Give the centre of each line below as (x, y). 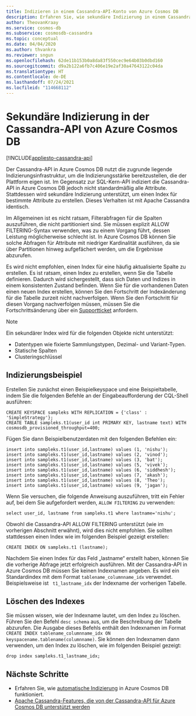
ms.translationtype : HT (35, 71)
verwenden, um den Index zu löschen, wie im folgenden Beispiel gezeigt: (94, 646)
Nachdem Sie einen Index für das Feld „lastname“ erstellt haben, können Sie (97, 558)
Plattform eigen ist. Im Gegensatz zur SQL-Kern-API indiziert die (83, 182)
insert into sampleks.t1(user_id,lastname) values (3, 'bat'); (85, 460)
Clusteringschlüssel (38, 357)
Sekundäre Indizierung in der (78, 117)
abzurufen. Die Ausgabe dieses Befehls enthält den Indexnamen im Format (96, 628)
